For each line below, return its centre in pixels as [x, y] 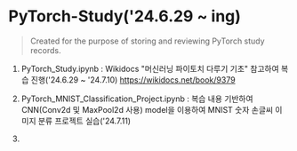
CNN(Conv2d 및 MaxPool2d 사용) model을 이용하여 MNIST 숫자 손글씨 [147, 109]
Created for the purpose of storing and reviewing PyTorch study [147, 41]
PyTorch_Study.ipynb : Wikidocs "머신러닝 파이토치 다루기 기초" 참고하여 [150, 68]
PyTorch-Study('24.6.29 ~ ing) [125, 16]
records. [45, 50]
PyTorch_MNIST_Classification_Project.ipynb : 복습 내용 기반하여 [137, 99]
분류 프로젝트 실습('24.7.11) [84, 121]
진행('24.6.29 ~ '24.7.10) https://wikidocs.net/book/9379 [133, 79]
